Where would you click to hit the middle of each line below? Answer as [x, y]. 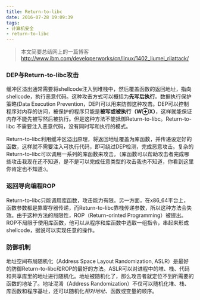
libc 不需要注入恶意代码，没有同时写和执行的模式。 [69, 127]
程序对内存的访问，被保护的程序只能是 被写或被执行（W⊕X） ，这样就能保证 [99, 112]
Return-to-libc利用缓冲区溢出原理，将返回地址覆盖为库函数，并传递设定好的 [99, 139]
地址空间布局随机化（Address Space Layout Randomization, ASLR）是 [92, 261]
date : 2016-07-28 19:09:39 [40, 17]
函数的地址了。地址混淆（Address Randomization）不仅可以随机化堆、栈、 [98, 284]
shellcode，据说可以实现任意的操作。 [52, 230]
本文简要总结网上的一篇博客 [55, 52]
